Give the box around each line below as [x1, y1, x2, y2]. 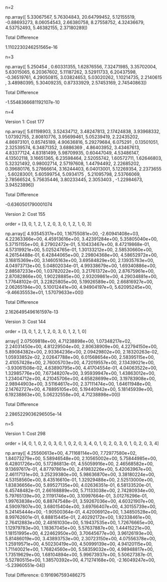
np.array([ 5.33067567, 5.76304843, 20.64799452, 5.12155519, [5, 14, 136, 20]
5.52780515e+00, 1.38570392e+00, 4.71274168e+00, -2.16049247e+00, [5, 557, 155, 563]
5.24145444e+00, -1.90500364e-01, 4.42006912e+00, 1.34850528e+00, [5, 509, 158, 515]
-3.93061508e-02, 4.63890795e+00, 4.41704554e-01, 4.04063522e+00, [5, 365, 157, 371]
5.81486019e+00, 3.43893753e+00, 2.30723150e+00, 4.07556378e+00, [5, 536, 156, 541]
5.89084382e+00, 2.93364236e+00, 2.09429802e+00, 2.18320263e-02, [5, 349, 159, 355]
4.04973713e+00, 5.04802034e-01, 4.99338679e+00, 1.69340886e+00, [5, 263, 157, 269]
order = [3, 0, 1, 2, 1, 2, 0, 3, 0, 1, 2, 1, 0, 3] [5, 221, 92, 227]
